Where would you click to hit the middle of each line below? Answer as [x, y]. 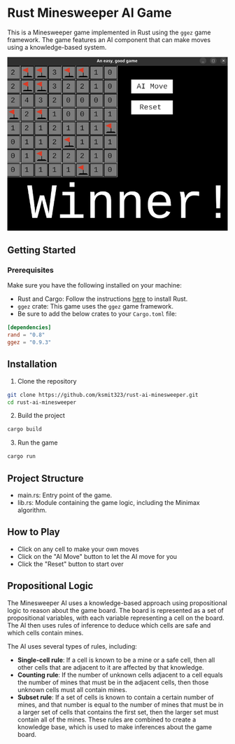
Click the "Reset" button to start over [70, 564]
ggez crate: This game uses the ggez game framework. [95, 306]
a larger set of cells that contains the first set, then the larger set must [118, 712]
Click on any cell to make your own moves [78, 549]
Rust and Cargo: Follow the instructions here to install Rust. [102, 299]
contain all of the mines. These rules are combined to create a [107, 719]
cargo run [22, 456]
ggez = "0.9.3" [29, 342]
